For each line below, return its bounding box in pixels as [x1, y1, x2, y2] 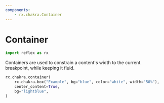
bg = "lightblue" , [14, 89, 49, 94]
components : [5, 7, 30, 13]
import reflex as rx [5, 50, 49, 56]
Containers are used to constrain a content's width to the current [5, 60, 141, 66]
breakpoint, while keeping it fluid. [5, 65, 75, 71]
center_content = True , [14, 84, 60, 89]
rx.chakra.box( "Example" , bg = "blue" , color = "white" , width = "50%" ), [14, 79, 159, 85]
